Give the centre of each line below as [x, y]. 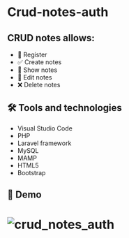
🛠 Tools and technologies [64, 108]
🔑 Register [32, 54]
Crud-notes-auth [58, 12]
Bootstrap [31, 172]
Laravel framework [44, 143]
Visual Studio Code [45, 128]
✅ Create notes [39, 62]
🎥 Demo [24, 195]
